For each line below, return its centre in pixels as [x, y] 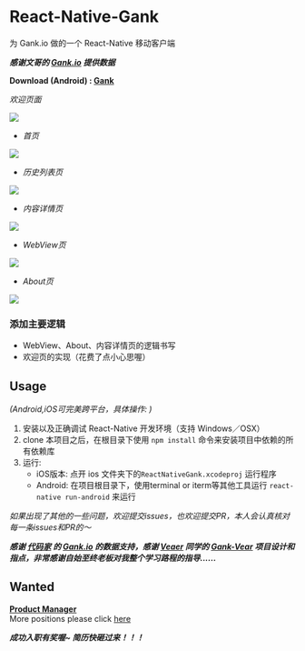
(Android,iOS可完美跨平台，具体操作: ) [81, 409]
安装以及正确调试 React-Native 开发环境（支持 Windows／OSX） [143, 428]
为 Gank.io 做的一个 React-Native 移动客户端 [92, 43]
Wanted [32, 587]
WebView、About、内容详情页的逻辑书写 [99, 346]
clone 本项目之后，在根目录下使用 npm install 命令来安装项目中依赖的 [154, 440]
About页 [38, 281]
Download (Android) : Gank [62, 80]
